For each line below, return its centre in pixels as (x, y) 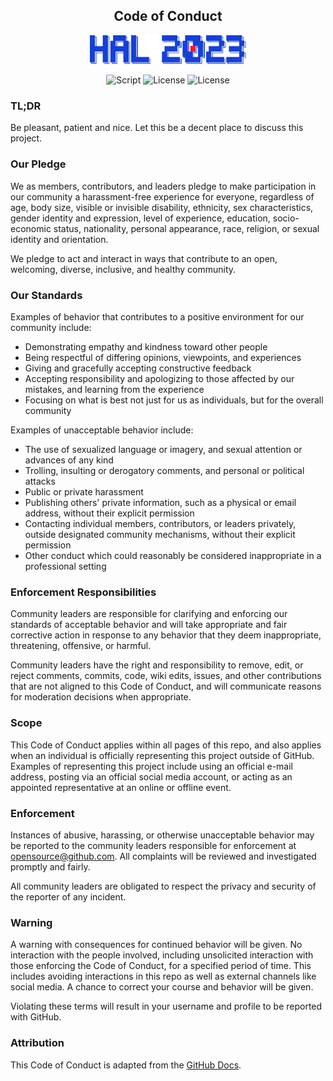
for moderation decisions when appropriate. (101, 697)
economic (31, 228)
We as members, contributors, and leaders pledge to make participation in (163, 186)
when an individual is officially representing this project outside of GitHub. (162, 755)
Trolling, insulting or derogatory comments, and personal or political (164, 471)
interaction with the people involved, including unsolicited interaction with (162, 955)
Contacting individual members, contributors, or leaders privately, (160, 524)
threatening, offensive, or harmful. (81, 646)
